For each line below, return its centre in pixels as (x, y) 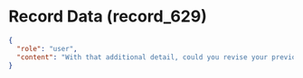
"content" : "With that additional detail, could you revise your (142, 57)
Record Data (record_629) (108, 17)
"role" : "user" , (47, 48)
